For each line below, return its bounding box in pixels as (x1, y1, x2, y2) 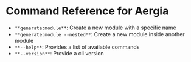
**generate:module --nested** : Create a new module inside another (14, 30, 185, 37)
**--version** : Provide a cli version (14, 49, 104, 57)
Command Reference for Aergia (5, 4, 169, 18)
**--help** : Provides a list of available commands (14, 43, 140, 51)
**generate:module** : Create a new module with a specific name (14, 24, 177, 31)
